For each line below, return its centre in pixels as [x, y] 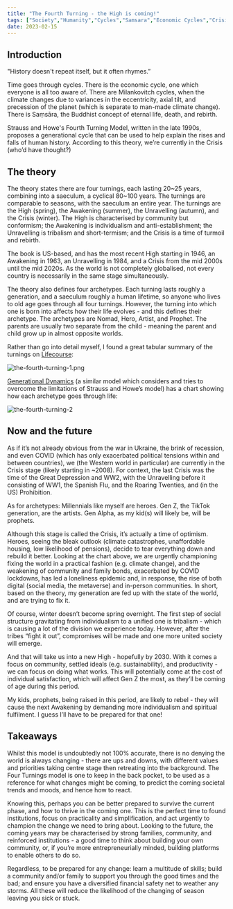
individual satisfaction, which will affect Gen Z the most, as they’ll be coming [116, 678]
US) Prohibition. [30, 492]
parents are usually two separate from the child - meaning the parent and [112, 326]
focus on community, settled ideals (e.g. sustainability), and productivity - [113, 664]
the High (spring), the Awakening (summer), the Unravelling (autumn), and [113, 210]
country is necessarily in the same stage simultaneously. [88, 276]
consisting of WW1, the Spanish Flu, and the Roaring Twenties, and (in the [113, 485]
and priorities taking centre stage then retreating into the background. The [113, 767]
